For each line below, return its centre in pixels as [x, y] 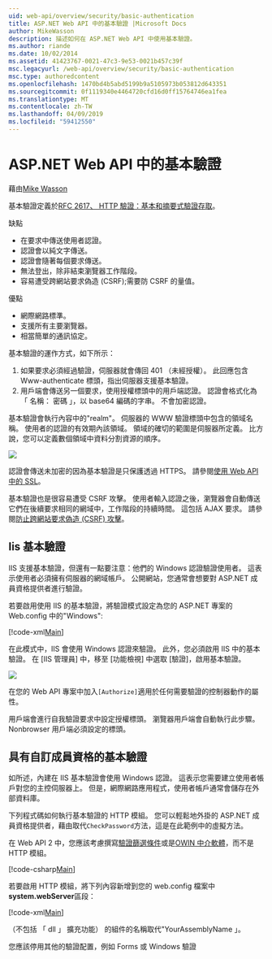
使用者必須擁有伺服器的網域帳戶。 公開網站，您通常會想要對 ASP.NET [132, 578]
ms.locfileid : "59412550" [52, 122]
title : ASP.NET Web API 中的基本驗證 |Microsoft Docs [97, 24]
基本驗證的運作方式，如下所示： [62, 353]
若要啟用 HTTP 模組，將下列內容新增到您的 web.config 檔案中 [112, 886]
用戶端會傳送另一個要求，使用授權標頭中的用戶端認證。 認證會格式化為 [138, 390]
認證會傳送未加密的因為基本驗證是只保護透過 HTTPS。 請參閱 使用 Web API [134, 471]
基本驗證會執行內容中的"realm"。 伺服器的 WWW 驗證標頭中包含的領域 [127, 418]
